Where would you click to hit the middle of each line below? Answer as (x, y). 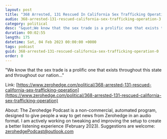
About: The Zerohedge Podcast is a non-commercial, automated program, (81, 110)
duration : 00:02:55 (25, 33)
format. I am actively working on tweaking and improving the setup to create (83, 121)
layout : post (19, 10)
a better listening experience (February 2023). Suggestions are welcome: (80, 126)
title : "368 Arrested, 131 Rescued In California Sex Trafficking (75, 14)
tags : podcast (20, 47)
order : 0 (14, 56)
